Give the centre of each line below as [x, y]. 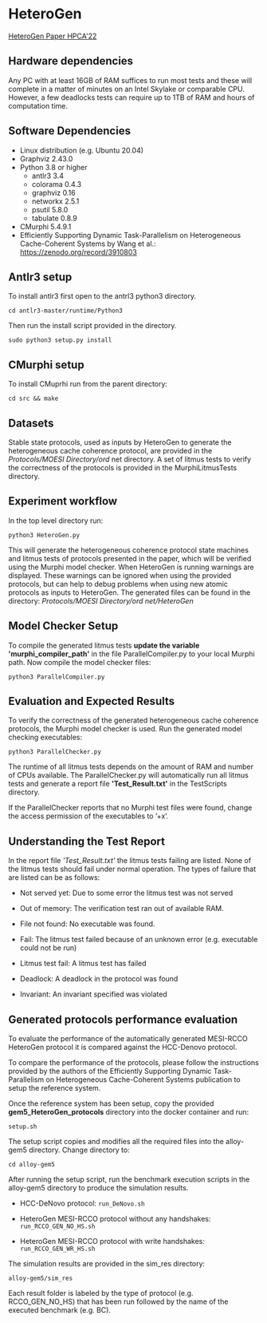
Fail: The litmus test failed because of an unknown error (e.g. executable [139, 940]
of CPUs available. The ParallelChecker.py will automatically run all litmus [128, 775]
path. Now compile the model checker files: [80, 662]
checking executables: [45, 737]
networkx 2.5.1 [55, 201]
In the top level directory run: [56, 521]
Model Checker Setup [63, 626]
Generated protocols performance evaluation [123, 1019]
